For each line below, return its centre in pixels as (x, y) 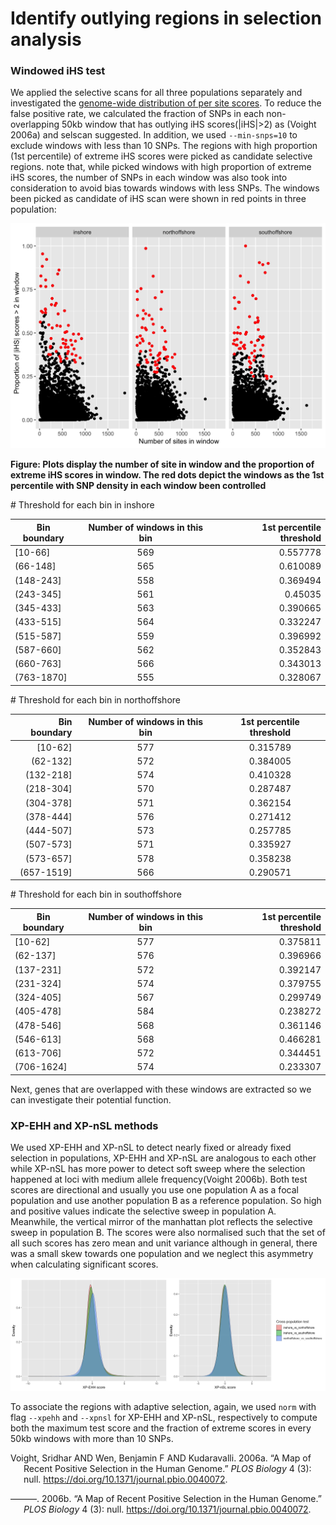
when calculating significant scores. (84, 1264)
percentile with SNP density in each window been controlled (138, 486)
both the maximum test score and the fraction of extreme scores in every (161, 1428)
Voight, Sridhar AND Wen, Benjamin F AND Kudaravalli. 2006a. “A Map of (161, 1458)
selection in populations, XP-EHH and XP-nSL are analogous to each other (163, 1158)
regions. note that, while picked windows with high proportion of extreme (161, 167)
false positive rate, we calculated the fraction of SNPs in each (137, 114)
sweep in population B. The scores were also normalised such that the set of (168, 1233)
